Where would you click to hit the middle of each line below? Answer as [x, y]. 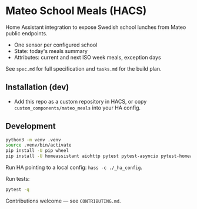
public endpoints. [26, 33]
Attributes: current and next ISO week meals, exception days [87, 57]
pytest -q [18, 190]
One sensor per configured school [56, 45]
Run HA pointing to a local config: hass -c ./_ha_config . [74, 167]
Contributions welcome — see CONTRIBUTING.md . [63, 201]
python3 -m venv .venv [33, 140]
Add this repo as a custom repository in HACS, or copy [80, 101]
